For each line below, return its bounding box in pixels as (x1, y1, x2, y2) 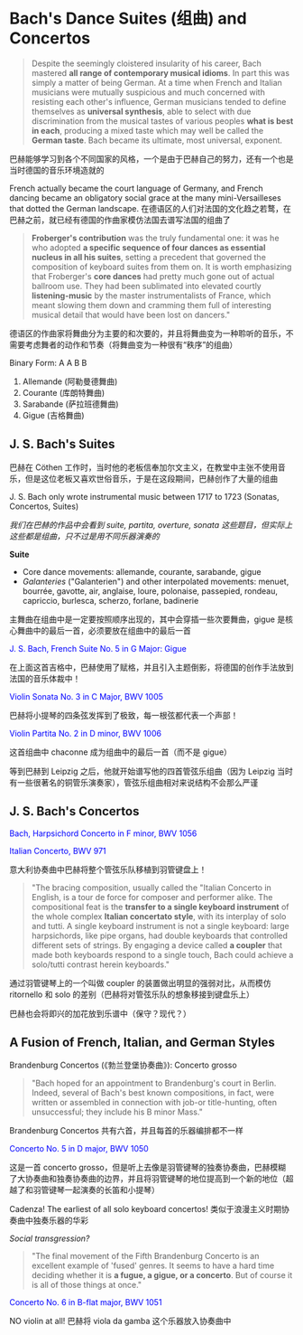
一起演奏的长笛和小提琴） (64, 1185, 160, 1196)
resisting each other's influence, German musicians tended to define (31, 96, 287, 107)
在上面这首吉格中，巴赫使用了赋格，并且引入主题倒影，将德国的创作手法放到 (9, 662, 294, 672)
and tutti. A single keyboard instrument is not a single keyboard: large (31, 920, 290, 931)
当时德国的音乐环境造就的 (9, 165, 105, 175)
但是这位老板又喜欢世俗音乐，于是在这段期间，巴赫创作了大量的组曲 (24, 473, 278, 484)
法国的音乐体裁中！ (9, 672, 81, 683)
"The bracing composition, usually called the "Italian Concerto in (31, 882, 272, 893)
